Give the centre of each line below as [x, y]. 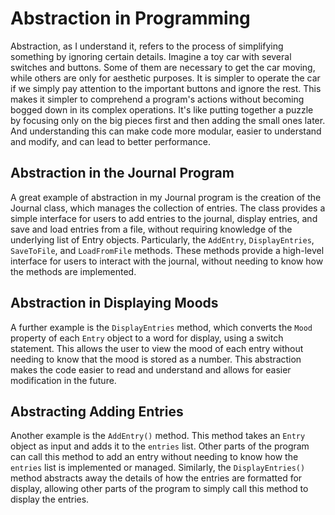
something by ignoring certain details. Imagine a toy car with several [151, 56]
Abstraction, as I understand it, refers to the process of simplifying [147, 46]
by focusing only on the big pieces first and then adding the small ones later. [168, 120]
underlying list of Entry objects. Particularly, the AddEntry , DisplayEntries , [162, 239]
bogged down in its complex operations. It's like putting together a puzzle [162, 109]
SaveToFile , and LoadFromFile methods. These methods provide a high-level [167, 250]
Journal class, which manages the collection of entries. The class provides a [168, 208]
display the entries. [50, 499]
